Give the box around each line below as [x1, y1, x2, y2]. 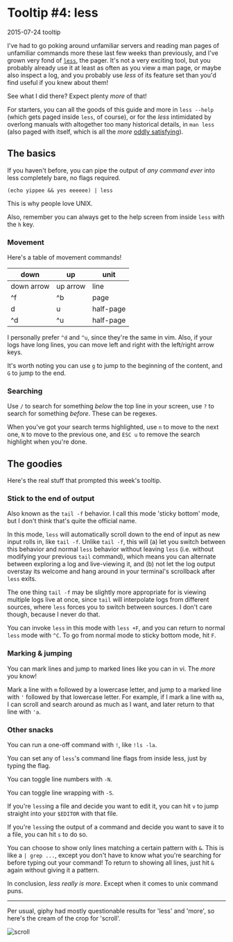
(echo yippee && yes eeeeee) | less [7, 186, 113, 194]
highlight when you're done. [7, 438, 87, 446]
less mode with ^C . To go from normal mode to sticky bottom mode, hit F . [7, 631, 216, 639]
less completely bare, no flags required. [7, 173, 121, 182]
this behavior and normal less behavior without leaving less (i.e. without [7, 545, 214, 554]
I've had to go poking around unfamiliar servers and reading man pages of [7, 41, 220, 49]
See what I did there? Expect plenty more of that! [7, 92, 147, 100]
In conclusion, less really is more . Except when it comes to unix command [7, 879, 218, 888]
